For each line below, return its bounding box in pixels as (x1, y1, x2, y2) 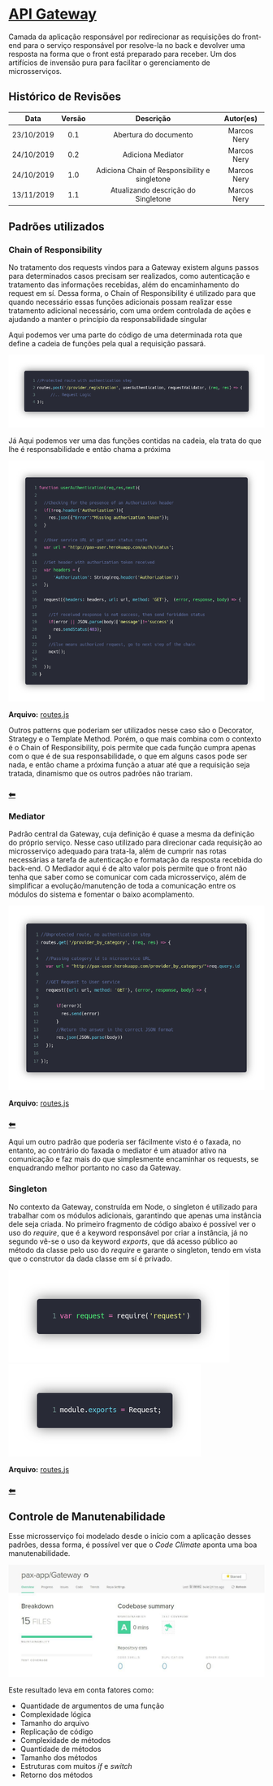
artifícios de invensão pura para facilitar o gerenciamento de (8, 58, 211, 67)
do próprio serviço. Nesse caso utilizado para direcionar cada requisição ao (8, 838, 262, 848)
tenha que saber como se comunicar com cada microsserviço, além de (8, 872, 246, 882)
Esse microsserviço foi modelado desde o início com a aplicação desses (8, 1532, 252, 1541)
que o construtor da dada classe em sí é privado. (8, 1254, 173, 1263)
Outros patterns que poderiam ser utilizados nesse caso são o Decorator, (8, 725, 254, 736)
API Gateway (8, 5, 97, 24)
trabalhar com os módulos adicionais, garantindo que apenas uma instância (8, 1210, 262, 1220)
